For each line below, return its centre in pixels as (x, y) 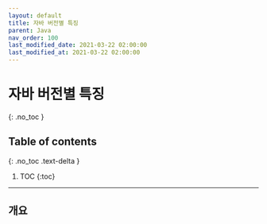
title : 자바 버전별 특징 (44, 23)
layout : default (35, 15)
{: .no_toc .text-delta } (44, 160)
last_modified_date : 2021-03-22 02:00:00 (78, 45)
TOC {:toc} (37, 176)
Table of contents (52, 142)
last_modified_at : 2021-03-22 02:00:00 (74, 52)
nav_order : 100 (33, 38)
